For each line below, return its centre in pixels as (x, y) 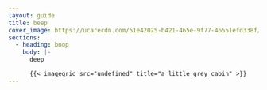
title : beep (28, 23)
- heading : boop (42, 45)
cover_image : (30, 30)
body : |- (37, 52)
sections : (25, 37)
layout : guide (32, 15)
